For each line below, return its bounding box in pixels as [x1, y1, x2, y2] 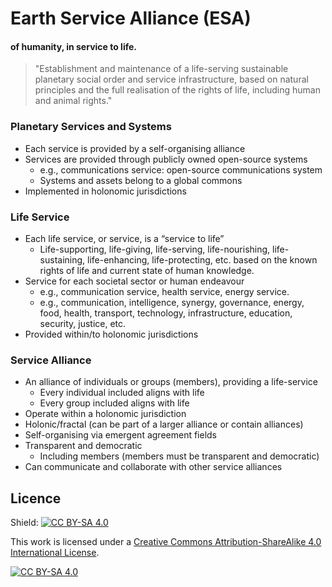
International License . [10, 547, 100, 559]
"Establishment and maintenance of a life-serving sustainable [34, 63, 289, 75]
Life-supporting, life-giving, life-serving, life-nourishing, [39, 243, 271, 255]
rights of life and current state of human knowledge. [39, 264, 255, 276]
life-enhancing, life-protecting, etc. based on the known [87, 253, 318, 266]
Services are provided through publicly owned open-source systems [24, 153, 308, 165]
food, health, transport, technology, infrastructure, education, [39, 307, 293, 319]
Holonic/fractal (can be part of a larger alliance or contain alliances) [24, 418, 304, 431]
